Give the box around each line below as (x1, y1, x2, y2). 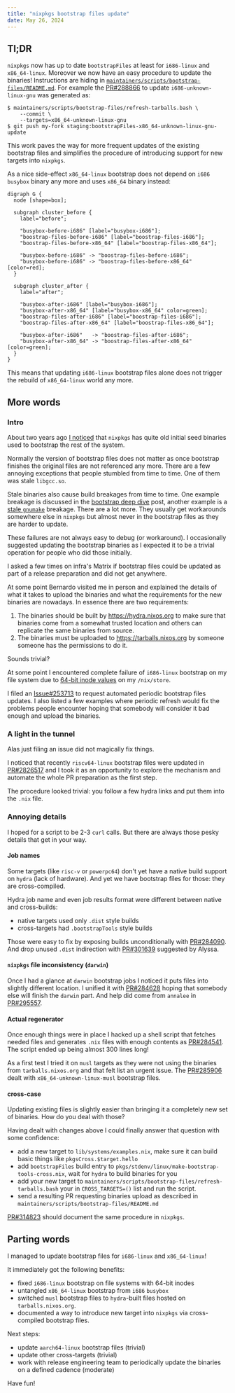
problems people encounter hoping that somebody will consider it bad (7, 705, 210, 712)
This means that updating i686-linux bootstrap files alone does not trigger (7, 368, 222, 377)
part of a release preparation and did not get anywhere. (7, 569, 167, 578)
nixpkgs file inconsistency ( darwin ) (7, 961, 109, 969)
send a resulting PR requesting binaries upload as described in (17, 1192, 198, 1200)
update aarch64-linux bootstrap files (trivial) (17, 1343, 145, 1352)
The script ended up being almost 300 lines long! (7, 1045, 149, 1054)
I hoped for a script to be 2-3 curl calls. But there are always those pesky (7, 828, 219, 836)
